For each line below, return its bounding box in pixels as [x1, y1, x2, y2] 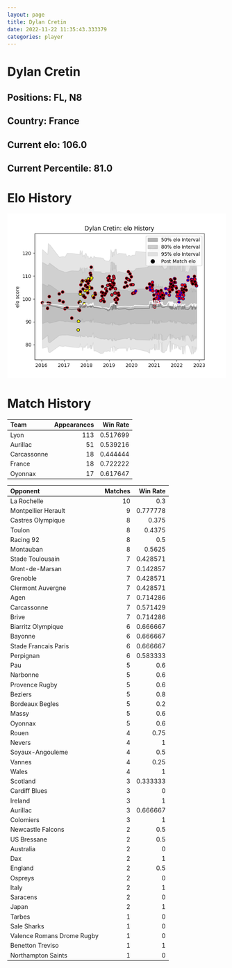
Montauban [10, 545, 43, 554]
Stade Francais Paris [10, 641, 69, 650]
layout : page [7, 11, 45, 18]
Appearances [54, 420, 94, 429]
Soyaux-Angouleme [10, 748, 68, 757]
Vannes [10, 757, 32, 766]
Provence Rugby [10, 680, 58, 689]
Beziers [10, 690, 33, 698]
